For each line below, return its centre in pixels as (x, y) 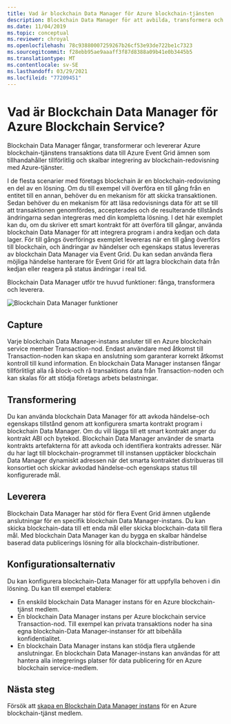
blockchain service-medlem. (58, 667)
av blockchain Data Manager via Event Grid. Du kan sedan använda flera (110, 254)
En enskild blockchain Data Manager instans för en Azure (99, 602)
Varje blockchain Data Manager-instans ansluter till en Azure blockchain (109, 342)
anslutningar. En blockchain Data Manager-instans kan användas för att (119, 653)
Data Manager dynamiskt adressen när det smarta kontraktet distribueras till (115, 460)
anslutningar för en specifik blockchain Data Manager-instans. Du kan (106, 520)
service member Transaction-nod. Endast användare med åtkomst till (105, 349)
